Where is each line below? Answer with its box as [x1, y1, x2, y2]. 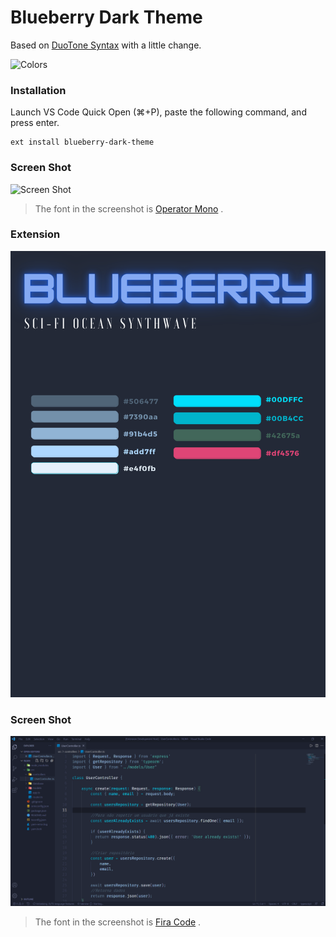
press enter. [10, 117, 60, 129]
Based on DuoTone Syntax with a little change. [10, 39, 202, 51]
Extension [10, 227, 61, 241]
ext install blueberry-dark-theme [10, 137, 155, 148]
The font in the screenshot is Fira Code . [34, 916, 202, 928]
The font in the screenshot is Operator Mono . [34, 202, 224, 215]
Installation [10, 83, 67, 97]
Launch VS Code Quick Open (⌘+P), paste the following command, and [10, 106, 307, 118]
